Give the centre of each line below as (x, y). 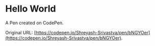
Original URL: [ (21, 32)
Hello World (31, 9)
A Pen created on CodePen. (34, 23)
